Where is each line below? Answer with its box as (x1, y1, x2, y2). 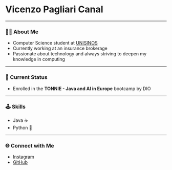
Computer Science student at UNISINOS (12, 40, 98, 46)
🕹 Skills (5, 103, 26, 111)
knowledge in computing (12, 56, 66, 62)
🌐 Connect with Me (5, 142, 55, 149)
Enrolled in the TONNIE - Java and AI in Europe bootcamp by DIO (12, 86, 151, 92)
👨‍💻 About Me (5, 28, 38, 35)
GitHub (12, 159, 28, 165)
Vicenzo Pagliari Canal (5, 4, 103, 15)
